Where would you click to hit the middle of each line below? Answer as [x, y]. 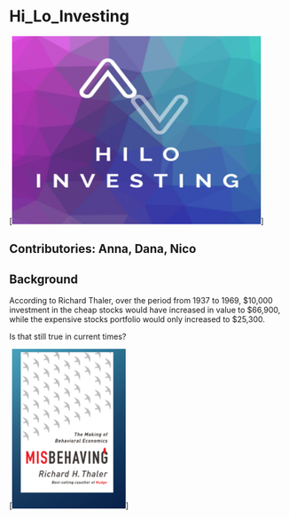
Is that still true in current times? [68, 337]
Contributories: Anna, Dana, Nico [103, 249]
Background [43, 279]
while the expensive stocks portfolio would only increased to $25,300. [137, 319]
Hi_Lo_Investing [70, 16]
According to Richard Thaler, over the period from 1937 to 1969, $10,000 [141, 301]
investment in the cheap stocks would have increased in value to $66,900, [145, 310]
